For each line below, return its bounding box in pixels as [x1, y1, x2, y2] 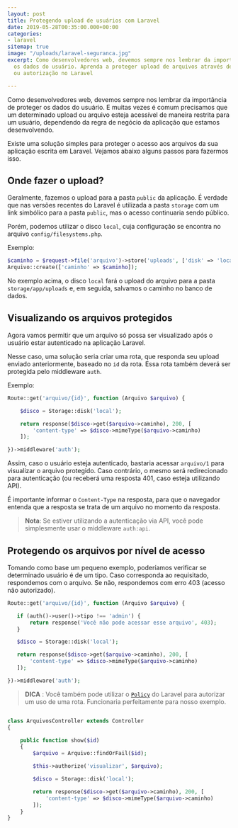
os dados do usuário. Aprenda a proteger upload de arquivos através [13, 63, 223, 70]
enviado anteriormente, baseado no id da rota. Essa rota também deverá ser [7, 359, 231, 368]
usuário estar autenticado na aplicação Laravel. [7, 338, 146, 347]
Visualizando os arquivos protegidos [7, 312, 173, 324]
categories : [7, 30, 42, 38]
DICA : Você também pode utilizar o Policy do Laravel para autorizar [24, 690, 225, 698]
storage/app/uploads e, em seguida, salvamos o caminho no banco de [7, 284, 212, 293]
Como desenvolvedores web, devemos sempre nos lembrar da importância [7, 95, 227, 103]
